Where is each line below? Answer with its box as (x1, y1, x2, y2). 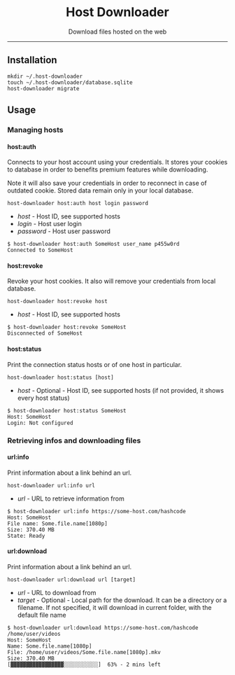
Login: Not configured (7, 419, 73, 426)
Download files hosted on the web (68, 27, 167, 36)
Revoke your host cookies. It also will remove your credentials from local (7, 277, 216, 286)
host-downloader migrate (7, 85, 80, 92)
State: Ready (7, 532, 45, 539)
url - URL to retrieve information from (17, 494, 124, 503)
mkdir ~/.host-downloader (7, 73, 83, 80)
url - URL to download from (17, 589, 97, 597)
